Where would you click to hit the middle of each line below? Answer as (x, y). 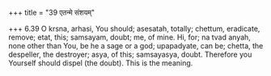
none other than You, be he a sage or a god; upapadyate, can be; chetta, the (136, 46)
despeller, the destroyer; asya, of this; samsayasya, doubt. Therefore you (130, 54)
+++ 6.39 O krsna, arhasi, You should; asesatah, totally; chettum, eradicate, (134, 29)
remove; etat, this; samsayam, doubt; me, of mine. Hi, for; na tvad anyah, (129, 37)
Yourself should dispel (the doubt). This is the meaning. (101, 63)
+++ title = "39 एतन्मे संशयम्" (52, 13)
